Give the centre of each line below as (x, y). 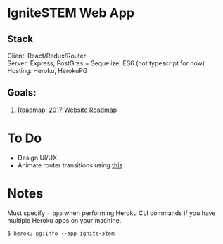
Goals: (22, 93)
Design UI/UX (37, 158)
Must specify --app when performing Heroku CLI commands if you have (111, 213)
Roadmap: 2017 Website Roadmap (67, 110)
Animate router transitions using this (70, 165)
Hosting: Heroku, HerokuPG (47, 71)
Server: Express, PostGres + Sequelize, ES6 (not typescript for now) (106, 63)
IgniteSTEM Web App (71, 13)
